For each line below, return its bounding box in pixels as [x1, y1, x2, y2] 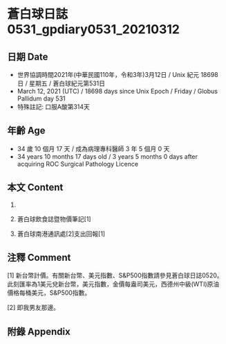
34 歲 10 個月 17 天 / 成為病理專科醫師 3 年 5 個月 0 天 [17, 144, 170, 153]
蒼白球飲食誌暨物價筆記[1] [17, 214, 91, 223]
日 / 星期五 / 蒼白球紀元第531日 [17, 79, 106, 87]
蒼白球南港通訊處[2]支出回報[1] [17, 230, 106, 238]
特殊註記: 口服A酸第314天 [17, 103, 90, 111]
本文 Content [7, 182, 64, 193]
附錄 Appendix [7, 325, 70, 337]
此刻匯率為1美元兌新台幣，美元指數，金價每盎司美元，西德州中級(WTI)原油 [7, 280, 220, 289]
